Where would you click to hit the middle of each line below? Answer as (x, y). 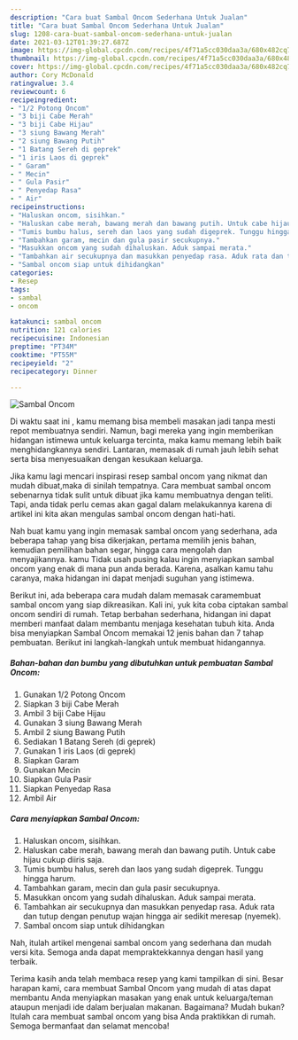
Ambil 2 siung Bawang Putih (74, 732)
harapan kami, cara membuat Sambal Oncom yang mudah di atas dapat (141, 989)
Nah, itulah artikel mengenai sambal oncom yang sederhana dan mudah (141, 943)
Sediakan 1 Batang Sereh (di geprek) (89, 742)
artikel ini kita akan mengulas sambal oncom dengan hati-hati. (123, 514)
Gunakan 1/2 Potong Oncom (74, 695)
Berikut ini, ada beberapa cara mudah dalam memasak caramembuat (136, 596)
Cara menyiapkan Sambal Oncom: (75, 818)
